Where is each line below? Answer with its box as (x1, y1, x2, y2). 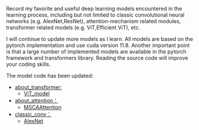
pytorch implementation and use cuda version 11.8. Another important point (6, 42, 190, 49)
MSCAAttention (23, 104, 62, 110)
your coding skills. (6, 61, 51, 68)
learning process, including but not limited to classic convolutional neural (6, 11, 185, 18)
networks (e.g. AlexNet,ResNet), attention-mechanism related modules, (6, 18, 181, 24)
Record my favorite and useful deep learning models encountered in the (6, 5, 182, 12)
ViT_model (23, 90, 50, 97)
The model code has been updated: (6, 72, 94, 79)
